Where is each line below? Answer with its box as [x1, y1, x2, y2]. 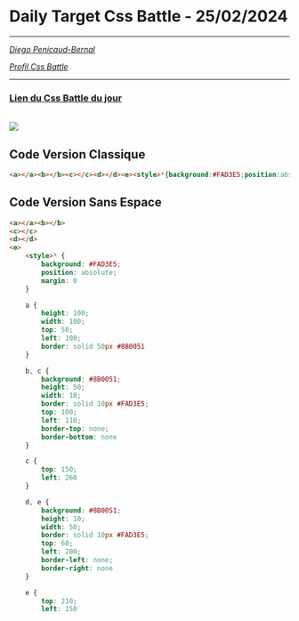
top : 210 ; [41, 596, 77, 606]
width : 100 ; [41, 318, 86, 327]
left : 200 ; [41, 547, 82, 557]
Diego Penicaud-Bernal [9, 44, 95, 54]
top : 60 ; [41, 539, 74, 548]
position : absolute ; [41, 268, 117, 277]
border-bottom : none [41, 432, 117, 441]
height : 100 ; [41, 309, 90, 318]
